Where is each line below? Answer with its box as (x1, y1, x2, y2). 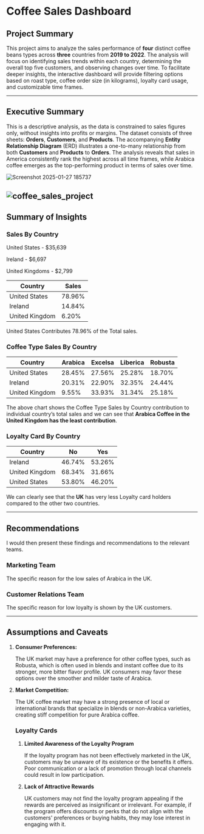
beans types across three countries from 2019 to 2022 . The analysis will (6, 51, 189, 58)
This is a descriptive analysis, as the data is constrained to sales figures (6, 123, 186, 130)
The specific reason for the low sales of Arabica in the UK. (6, 575, 152, 582)
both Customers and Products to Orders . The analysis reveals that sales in (6, 148, 195, 156)
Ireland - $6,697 (6, 255, 47, 263)
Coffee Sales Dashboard (6, 4, 132, 18)
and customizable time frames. (6, 83, 84, 91)
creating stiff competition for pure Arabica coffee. (15, 711, 140, 718)
